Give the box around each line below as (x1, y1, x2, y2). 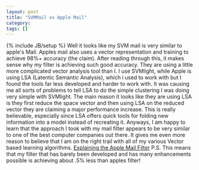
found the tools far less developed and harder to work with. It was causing (6, 80, 190, 88)
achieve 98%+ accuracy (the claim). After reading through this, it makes (6, 55, 185, 62)
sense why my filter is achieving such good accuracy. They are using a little (6, 61, 193, 68)
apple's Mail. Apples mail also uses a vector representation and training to (6, 49, 189, 56)
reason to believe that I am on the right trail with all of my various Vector (6, 138, 184, 145)
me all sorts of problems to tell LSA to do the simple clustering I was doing (6, 87, 190, 94)
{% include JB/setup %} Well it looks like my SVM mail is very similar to (6, 42, 183, 49)
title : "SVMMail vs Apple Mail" (6, 14, 87, 20)
